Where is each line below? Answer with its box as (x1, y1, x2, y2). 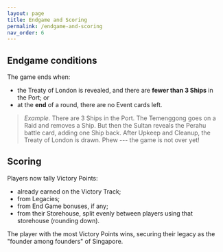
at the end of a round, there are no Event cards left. (16, 101, 163, 109)
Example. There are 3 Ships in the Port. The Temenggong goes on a (23, 114, 216, 122)
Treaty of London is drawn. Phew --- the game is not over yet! (23, 136, 200, 144)
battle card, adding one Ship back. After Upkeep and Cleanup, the (23, 128, 211, 137)
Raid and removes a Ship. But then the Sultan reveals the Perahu (23, 122, 207, 130)
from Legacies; (16, 194, 60, 203)
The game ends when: (7, 73, 71, 81)
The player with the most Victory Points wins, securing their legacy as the (7, 229, 215, 238)
